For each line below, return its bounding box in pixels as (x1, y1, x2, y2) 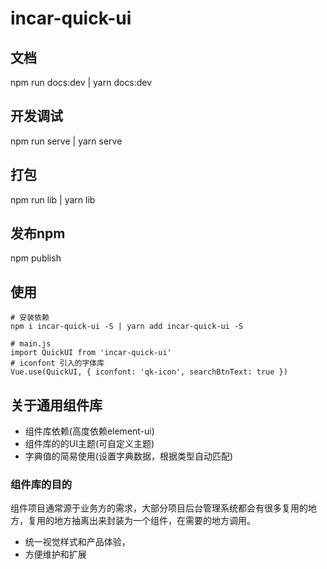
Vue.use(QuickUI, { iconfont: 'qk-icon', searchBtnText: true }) (10, 367, 288, 377)
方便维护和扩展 (24, 548, 87, 561)
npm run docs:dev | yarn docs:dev (10, 77, 153, 88)
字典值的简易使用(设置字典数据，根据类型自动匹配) (24, 450, 234, 462)
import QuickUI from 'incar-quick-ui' (10, 348, 172, 358)
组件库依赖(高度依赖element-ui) (24, 425, 155, 437)
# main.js (10, 339, 52, 349)
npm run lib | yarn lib (10, 193, 96, 206)
